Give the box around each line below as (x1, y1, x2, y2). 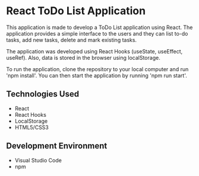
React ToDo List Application (6, 4, 146, 18)
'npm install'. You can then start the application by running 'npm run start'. (6, 72, 187, 79)
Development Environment (6, 141, 108, 151)
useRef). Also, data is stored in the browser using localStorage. (6, 54, 160, 61)
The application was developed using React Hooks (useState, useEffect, (6, 47, 183, 55)
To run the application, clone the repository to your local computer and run (6, 65, 189, 72)
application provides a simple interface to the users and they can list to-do (6, 30, 188, 37)
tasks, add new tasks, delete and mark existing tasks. (6, 36, 137, 43)
